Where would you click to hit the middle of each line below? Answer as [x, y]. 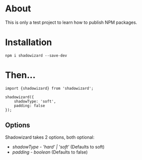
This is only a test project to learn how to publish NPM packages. [71, 22]
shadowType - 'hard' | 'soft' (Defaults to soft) [58, 147]
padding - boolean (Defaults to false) [50, 152]
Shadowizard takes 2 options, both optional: [50, 137]
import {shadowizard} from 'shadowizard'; [49, 88]
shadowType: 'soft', [35, 101]
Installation [29, 42]
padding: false [30, 106]
